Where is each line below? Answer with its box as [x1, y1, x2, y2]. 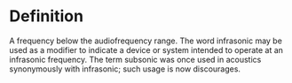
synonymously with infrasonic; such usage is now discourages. [9, 64, 241, 74]
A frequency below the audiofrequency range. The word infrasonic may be [9, 35, 282, 46]
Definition [9, 6, 84, 26]
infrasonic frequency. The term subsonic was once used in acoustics [9, 54, 262, 64]
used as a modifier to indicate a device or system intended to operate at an [9, 44, 284, 55]
